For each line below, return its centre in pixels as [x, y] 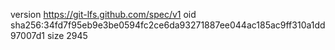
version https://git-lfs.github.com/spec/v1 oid [103, 14]
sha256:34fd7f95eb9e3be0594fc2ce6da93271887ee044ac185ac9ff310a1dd [168, 25]
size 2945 [67, 35]
